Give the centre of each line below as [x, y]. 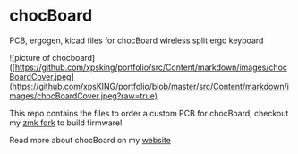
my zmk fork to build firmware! [66, 123]
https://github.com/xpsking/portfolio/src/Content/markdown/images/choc [151, 67]
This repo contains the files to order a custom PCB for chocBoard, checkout [149, 113]
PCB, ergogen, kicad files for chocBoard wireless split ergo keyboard [136, 40]
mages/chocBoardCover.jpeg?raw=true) [84, 96]
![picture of [30, 57]
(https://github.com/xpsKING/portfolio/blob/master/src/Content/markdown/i [149, 86]
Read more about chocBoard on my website [90, 140]
